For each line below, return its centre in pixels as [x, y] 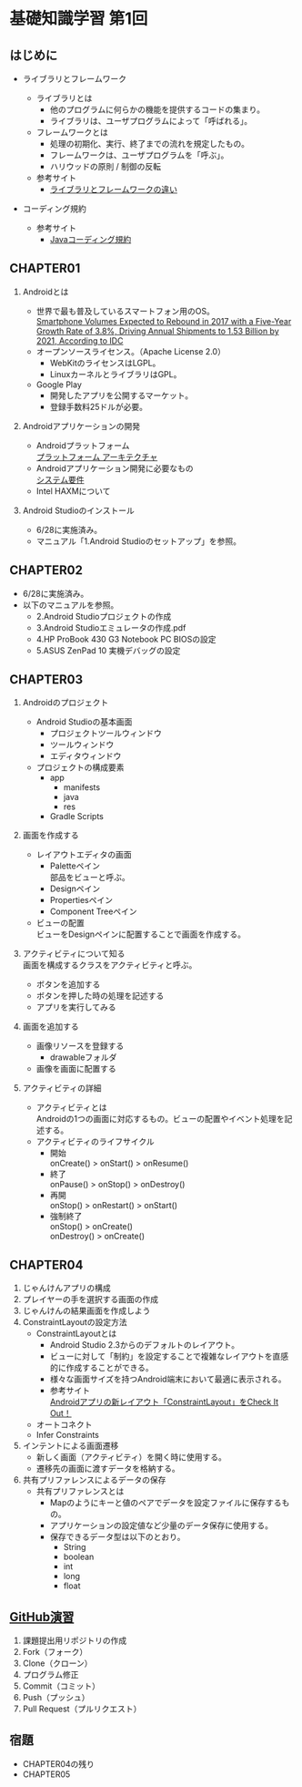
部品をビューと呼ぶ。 [90, 878]
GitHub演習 [42, 1617]
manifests [82, 787]
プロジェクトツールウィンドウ [106, 734]
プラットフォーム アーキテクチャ [97, 457]
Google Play [59, 385]
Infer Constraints [68, 1435]
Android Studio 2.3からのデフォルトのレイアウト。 [144, 1345]
